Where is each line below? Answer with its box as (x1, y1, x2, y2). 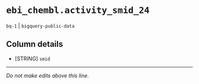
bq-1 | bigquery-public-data (6, 22, 75, 29)
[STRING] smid (14, 55, 50, 62)
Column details (6, 39, 63, 49)
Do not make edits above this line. (6, 72, 89, 79)
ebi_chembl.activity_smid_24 (6, 5, 150, 16)
